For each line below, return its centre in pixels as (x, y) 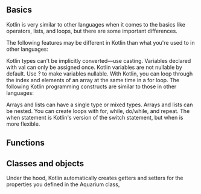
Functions (26, 143)
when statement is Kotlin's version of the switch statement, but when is (95, 117)
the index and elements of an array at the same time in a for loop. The (93, 80)
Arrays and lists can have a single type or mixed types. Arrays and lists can (100, 105)
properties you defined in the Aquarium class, (63, 184)
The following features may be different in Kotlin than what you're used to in (101, 42)
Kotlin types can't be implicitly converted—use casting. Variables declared (99, 60)
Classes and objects (45, 163)
